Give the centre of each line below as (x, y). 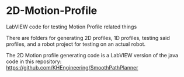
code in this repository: (34, 61)
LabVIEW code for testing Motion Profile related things (72, 27)
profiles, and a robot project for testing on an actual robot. (76, 44)
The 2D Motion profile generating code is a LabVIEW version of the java (92, 55)
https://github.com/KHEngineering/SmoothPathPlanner (72, 67)
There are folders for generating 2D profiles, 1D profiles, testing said (88, 38)
